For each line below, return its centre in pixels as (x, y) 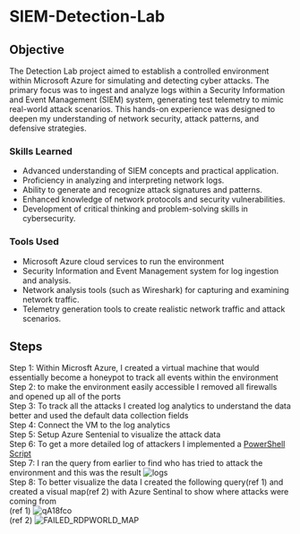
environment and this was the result (75, 473)
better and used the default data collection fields (99, 416)
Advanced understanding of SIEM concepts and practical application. (150, 171)
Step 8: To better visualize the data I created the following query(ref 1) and (146, 482)
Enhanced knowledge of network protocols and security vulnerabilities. (154, 200)
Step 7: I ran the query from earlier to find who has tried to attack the (136, 463)
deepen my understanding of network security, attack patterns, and (134, 119)
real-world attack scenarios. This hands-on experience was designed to (142, 109)
